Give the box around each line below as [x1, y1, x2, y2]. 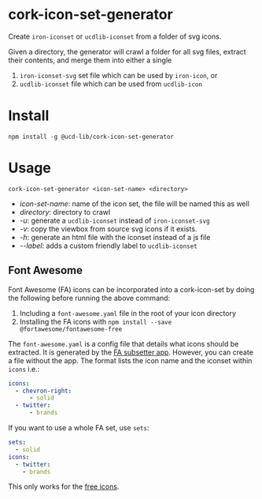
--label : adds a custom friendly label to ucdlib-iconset [19, 241, 198, 250]
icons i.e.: [8, 364, 40, 373]
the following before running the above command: [8, 293, 171, 302]
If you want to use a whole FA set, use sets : [8, 423, 149, 432]
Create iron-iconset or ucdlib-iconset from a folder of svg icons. [8, 32, 222, 41]
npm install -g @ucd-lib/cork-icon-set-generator [8, 133, 175, 141]
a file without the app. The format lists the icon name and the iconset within [8, 355, 253, 365]
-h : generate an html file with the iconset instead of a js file [19, 232, 211, 242]
